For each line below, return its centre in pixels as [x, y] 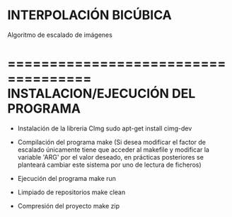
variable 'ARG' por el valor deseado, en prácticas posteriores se [110, 157]
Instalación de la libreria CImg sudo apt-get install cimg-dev [105, 128]
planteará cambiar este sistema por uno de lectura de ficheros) [109, 165]
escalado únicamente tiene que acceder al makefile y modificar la [114, 150]
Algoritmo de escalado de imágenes [60, 35]
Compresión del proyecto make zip [69, 206]
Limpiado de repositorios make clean [71, 192]
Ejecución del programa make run [67, 178]
